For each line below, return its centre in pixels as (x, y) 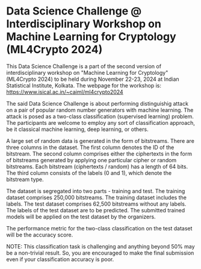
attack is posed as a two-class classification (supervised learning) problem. (100, 116)
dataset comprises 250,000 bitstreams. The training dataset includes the (96, 197)
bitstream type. (25, 179)
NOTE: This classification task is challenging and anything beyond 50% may (100, 246)
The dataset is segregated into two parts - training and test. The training (96, 191)
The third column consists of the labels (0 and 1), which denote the (89, 172)
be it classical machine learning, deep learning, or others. (77, 129)
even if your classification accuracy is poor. (60, 259)
